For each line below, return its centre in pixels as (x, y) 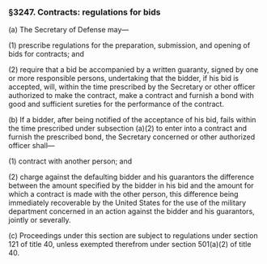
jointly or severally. (40, 220)
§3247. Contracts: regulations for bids (85, 12)
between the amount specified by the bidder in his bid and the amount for (131, 185)
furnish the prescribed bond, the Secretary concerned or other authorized (132, 137)
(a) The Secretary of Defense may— (69, 30)
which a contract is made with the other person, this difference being (123, 194)
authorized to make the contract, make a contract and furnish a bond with (131, 96)
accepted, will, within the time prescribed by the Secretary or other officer (132, 87)
